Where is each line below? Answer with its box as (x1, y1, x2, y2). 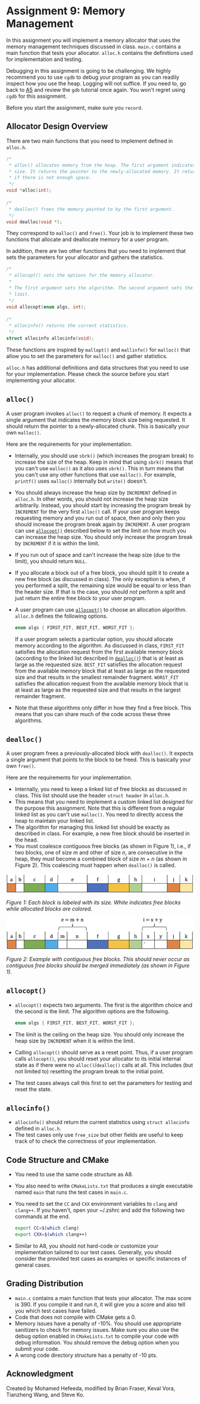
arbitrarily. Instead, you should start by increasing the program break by (14, 501, 192, 508)
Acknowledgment (6, 1369, 74, 1379)
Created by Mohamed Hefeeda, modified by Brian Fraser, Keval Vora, (6, 1384, 176, 1391)
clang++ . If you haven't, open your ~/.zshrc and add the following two (14, 1206, 185, 1214)
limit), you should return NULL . (14, 557, 87, 564)
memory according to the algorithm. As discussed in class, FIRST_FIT (14, 641, 185, 649)
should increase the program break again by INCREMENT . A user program (14, 520, 190, 527)
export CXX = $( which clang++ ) (14, 1232, 87, 1238)
